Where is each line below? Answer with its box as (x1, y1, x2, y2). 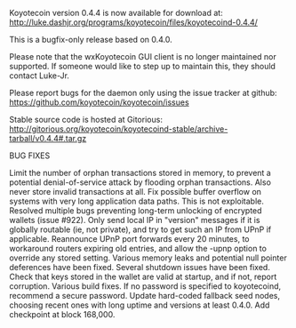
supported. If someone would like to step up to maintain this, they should (9, 61, 276, 71)
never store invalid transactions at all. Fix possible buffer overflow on (9, 187, 262, 196)
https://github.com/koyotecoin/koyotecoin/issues (9, 97, 189, 108)
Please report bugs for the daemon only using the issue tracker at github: (9, 88, 277, 98)
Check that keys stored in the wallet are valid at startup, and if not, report (9, 271, 277, 282)
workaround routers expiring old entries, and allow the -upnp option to (9, 244, 267, 253)
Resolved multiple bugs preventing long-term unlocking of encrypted (9, 205, 262, 216)
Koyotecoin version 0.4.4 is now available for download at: (9, 8, 224, 18)
